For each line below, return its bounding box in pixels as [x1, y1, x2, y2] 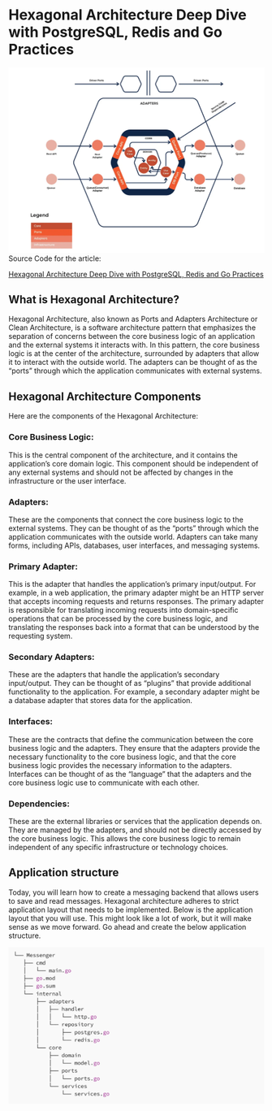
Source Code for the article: [8, 254, 101, 263]
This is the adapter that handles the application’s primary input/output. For [8, 579, 257, 589]
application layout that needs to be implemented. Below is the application [8, 905, 253, 914]
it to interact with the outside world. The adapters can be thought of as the [8, 358, 257, 367]
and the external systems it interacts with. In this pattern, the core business [8, 340, 260, 350]
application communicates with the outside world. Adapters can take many [8, 532, 258, 541]
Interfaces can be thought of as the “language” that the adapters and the [8, 769, 252, 779]
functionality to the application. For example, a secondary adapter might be [8, 687, 261, 697]
